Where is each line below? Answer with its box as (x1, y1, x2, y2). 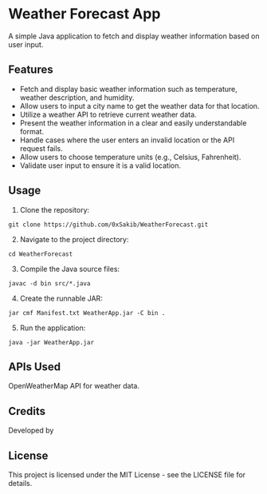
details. (8, 479, 33, 488)
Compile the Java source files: (19, 264, 120, 273)
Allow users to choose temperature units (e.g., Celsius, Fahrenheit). (19, 152, 241, 161)
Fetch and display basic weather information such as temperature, (19, 84, 238, 94)
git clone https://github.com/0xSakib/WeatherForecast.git (8, 221, 209, 229)
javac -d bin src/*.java (8, 279, 91, 288)
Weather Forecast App (8, 5, 161, 23)
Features (8, 63, 53, 77)
